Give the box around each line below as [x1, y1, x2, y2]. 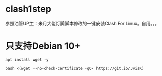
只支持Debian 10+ [5, 40, 81, 52]
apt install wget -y [5, 57, 49, 62]
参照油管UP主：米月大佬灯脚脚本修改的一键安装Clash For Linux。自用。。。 [5, 20, 160, 26]
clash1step [5, 3, 52, 15]
